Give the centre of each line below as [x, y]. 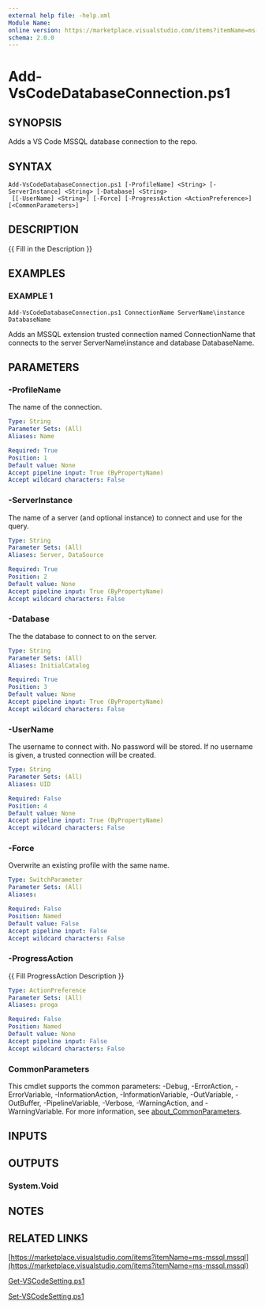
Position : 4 [28, 806]
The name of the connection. [55, 407]
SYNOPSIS [35, 122]
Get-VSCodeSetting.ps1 [47, 1281]
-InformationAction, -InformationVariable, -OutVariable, [144, 1095]
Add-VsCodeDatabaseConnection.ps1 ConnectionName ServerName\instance [127, 312]
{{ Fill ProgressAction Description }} [66, 976]
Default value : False [44, 923]
